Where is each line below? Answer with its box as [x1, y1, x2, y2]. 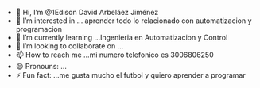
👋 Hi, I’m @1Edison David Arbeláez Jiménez [15, 8, 159, 17]
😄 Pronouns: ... [15, 62, 68, 71]
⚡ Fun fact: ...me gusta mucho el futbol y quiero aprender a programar [15, 71, 246, 79]
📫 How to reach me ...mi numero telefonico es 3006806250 [15, 50, 214, 59]
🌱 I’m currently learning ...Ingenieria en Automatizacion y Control [15, 33, 228, 42]
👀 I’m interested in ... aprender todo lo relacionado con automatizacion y [15, 16, 252, 25]
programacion [15, 25, 62, 33]
